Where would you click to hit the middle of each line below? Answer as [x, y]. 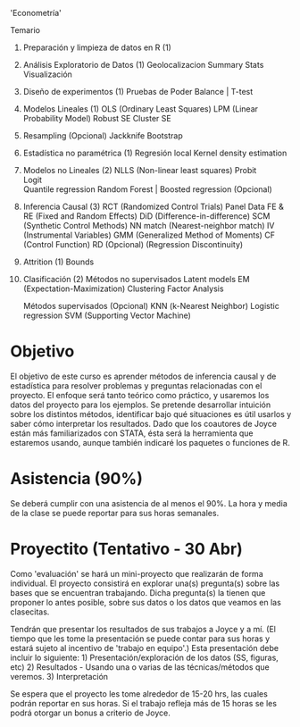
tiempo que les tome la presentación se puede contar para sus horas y [140, 639]
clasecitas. [30, 612]
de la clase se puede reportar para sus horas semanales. [115, 513]
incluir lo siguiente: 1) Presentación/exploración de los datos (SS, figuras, [145, 657]
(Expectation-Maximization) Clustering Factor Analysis [123, 288]
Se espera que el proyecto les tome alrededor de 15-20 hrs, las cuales [139, 694]
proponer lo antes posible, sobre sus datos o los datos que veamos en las [146, 602]
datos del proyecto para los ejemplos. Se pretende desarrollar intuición [141, 405]
